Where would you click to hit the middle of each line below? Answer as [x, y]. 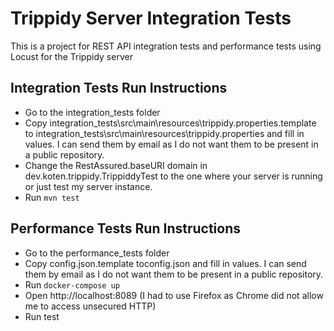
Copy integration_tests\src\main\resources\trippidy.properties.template [170, 123]
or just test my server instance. [88, 186]
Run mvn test [52, 197]
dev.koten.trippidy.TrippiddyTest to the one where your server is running [173, 176]
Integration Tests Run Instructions [119, 88]
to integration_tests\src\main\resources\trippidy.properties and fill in [164, 133]
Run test [42, 316]
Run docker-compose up [72, 284]
